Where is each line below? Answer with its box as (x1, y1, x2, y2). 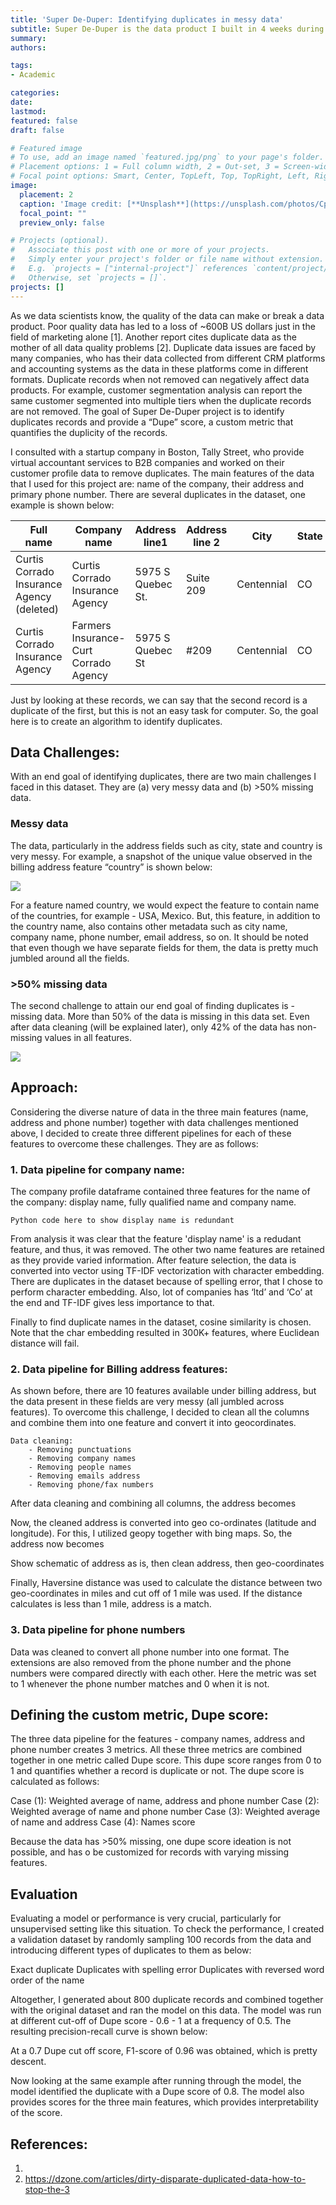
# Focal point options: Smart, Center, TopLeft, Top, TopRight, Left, (10, 171, 311, 181)
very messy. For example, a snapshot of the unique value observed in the (10, 850, 313, 862)
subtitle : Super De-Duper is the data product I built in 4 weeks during (10, 24, 325, 34)
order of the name (10, 1974, 85, 1986)
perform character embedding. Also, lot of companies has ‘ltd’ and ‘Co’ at (10, 1286, 313, 1298)
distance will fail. (10, 1337, 80, 1350)
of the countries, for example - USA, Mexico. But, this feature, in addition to (10, 909, 321, 921)
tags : (10, 61, 33, 71)
